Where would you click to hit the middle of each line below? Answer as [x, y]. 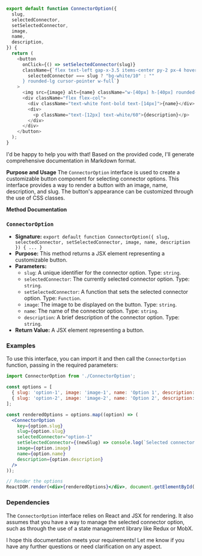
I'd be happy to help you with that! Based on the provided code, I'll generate [100, 154]
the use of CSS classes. [35, 198]
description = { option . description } [60, 459]
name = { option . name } [41, 454]
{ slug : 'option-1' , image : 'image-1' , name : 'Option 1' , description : [103, 393]
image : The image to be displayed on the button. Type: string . [100, 305]
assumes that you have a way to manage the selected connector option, [96, 522]
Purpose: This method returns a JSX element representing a [90, 254]
